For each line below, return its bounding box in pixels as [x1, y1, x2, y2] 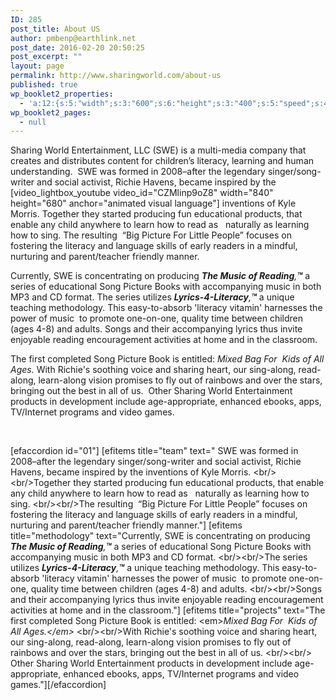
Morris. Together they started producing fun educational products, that [10, 208, 303, 220]
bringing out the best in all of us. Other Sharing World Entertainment [10, 385, 293, 397]
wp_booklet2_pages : [10, 107, 92, 118]
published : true [10, 80, 78, 90]
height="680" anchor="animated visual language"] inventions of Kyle [10, 197, 297, 210]
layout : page [10, 61, 65, 71]
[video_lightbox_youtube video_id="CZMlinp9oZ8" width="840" [10, 187, 274, 199]
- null [19, 117, 47, 127]
